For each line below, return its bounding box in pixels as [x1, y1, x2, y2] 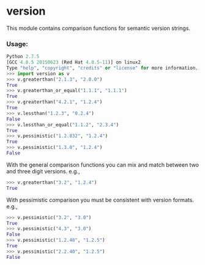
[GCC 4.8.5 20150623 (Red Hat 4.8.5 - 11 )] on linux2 [6, 59, 141, 65]
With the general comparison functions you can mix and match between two [6, 161, 199, 169]
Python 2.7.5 [6, 54, 40, 60]
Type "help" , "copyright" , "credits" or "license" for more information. [6, 65, 199, 71]
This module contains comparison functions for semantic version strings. [6, 24, 191, 32]
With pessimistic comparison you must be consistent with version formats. [6, 196, 195, 203]
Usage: [6, 40, 29, 48]
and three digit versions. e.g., [6, 167, 80, 175]
